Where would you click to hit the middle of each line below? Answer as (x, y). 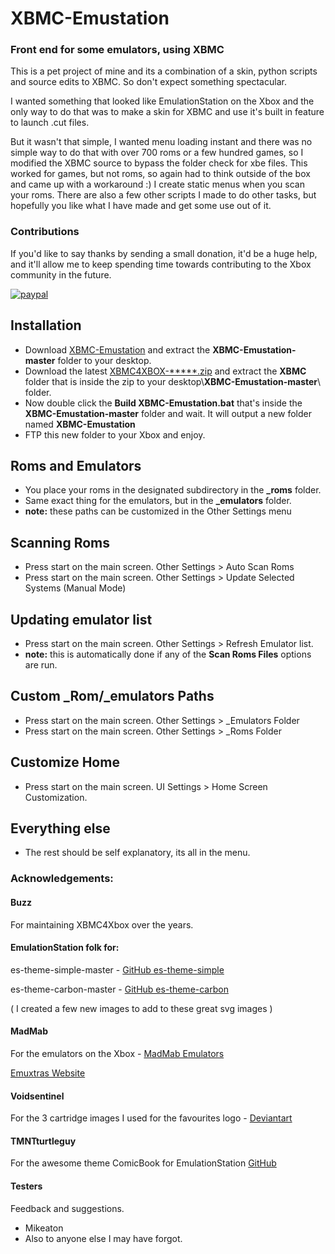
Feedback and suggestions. (67, 1208)
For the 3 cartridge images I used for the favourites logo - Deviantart (151, 1118)
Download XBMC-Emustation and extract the (117, 349)
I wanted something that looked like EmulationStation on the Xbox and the (162, 101)
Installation (46, 325)
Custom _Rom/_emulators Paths (112, 696)
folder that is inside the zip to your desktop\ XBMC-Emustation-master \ (173, 381)
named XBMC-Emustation (80, 424)
